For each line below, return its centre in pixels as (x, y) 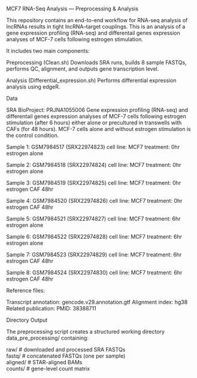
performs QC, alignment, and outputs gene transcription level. (83, 69)
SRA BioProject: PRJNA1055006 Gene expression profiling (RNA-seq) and (97, 110)
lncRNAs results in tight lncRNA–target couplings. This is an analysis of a (96, 27)
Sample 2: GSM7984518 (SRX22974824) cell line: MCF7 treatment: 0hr (94, 165)
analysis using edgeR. (33, 87)
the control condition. (33, 135)
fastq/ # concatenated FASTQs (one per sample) (66, 356)
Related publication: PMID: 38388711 (51, 308)
